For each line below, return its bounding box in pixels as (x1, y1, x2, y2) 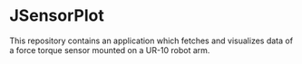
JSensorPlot (9, 5, 104, 26)
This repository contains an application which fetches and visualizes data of (9, 35, 293, 46)
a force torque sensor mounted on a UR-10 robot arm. (9, 44, 210, 55)
